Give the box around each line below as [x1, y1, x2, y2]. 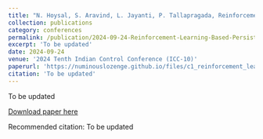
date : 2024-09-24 [8, 48, 65, 56]
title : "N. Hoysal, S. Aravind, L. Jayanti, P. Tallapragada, [8, 11, 215, 20]
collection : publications [8, 19, 92, 27]
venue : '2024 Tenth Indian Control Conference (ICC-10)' [8, 56, 198, 64]
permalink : [8, 33, 44, 42]
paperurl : [8, 63, 41, 71]
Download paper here [8, 107, 78, 116]
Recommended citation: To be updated [8, 122, 134, 131]
